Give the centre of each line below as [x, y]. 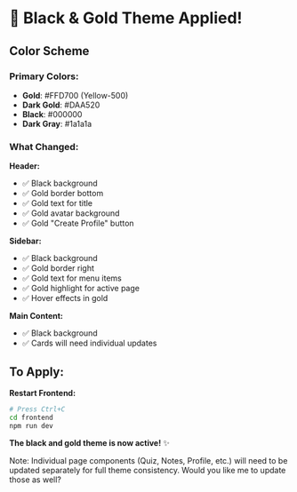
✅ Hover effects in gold [65, 298]
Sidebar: [25, 241]
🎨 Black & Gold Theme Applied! [126, 18]
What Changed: [44, 147]
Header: [24, 166]
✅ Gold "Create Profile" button [78, 223]
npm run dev [31, 425]
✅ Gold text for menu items [72, 278]
